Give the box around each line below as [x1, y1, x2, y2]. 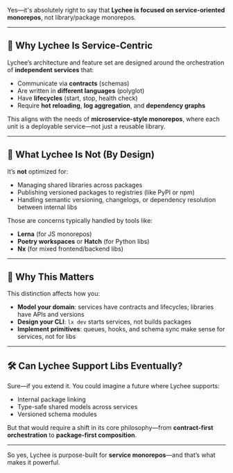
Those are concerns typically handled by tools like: [7, 216, 153, 224]
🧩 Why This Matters [7, 271, 94, 283]
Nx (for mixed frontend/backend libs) [17, 244, 123, 253]
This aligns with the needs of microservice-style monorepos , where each [7, 115, 220, 123]
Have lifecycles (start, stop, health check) [17, 94, 138, 102]
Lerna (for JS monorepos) [17, 229, 92, 238]
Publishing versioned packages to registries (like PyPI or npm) [17, 188, 196, 197]
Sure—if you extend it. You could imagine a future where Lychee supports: [7, 382, 220, 390]
